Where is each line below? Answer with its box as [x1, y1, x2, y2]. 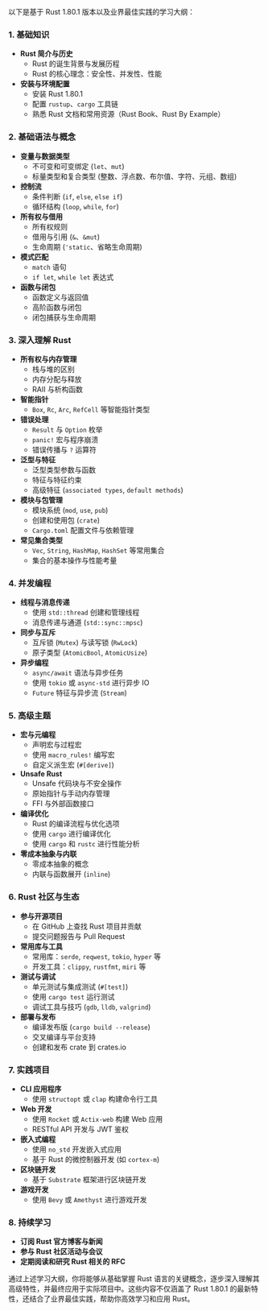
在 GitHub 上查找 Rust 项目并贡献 [31, 921, 142, 931]
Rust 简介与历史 [19, 49, 73, 59]
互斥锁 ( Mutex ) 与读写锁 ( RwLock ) [31, 638, 138, 647]
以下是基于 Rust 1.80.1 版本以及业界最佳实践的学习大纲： [8, 7, 196, 16]
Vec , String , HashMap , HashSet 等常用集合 [31, 545, 165, 555]
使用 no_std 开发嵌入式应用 [31, 1144, 122, 1154]
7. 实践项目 [8, 1064, 50, 1075]
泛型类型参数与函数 [31, 465, 97, 474]
